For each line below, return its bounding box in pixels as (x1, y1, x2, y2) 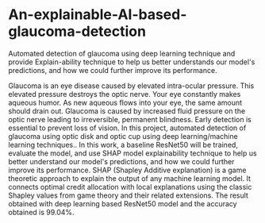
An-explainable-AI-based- (8, 6, 187, 24)
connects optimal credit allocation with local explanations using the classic (8, 182, 252, 191)
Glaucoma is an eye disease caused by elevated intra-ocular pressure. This (8, 81, 255, 90)
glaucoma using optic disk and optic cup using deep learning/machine (8, 131, 238, 140)
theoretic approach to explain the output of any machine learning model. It (8, 173, 252, 183)
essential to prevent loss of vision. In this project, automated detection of (8, 123, 247, 133)
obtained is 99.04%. (8, 207, 75, 217)
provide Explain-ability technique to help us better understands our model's (8, 57, 255, 67)
